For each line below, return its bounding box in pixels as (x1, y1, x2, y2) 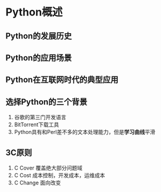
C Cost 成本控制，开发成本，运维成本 (14, 171, 105, 178)
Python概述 (5, 5, 63, 19)
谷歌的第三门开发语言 (14, 114, 66, 121)
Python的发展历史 (5, 31, 72, 41)
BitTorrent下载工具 (14, 121, 60, 128)
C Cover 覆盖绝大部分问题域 (14, 164, 83, 171)
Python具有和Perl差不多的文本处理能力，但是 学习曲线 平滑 (14, 129, 156, 136)
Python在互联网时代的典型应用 (5, 75, 119, 85)
